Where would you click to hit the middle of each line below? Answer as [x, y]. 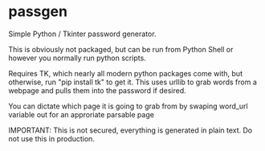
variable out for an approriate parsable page [82, 114]
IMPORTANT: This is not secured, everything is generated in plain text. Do [130, 130]
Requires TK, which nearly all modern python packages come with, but [126, 73]
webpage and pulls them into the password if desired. [97, 90]
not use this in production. [51, 138]
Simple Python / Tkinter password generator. [82, 34]
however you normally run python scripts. [77, 58]
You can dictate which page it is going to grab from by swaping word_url [128, 106]
